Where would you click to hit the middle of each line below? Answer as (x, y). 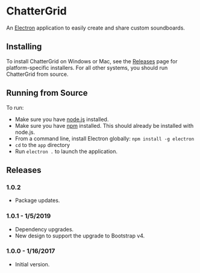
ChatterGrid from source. (37, 74)
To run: (15, 107)
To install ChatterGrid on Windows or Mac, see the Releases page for (92, 61)
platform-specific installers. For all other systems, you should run (87, 67)
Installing (24, 47)
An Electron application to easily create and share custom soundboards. (96, 28)
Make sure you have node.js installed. (62, 119)
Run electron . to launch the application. (66, 151)
